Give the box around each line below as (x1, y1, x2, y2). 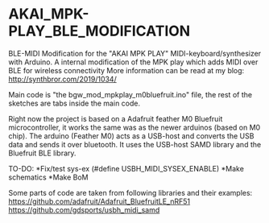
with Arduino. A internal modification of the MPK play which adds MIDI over (8, 57, 259, 67)
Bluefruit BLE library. (8, 148, 77, 158)
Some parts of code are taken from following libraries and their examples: (8, 188, 253, 197)
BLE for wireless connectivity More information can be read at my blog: (8, 65, 245, 75)
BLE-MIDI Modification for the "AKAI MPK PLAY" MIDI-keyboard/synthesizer (8, 48, 262, 58)
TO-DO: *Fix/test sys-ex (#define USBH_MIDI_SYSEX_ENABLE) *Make (8, 163, 244, 173)
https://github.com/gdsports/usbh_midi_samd (8, 204, 160, 214)
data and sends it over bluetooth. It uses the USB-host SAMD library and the (8, 139, 262, 149)
